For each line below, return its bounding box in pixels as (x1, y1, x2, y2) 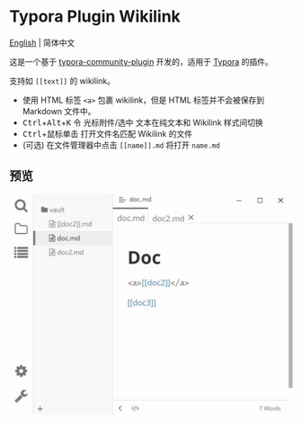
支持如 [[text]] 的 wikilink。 (9, 75, 115, 86)
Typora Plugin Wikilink (9, 6, 182, 27)
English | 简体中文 (9, 37, 75, 48)
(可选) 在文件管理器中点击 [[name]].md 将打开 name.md (22, 139, 220, 150)
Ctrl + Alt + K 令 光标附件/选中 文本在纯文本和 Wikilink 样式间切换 (22, 117, 263, 128)
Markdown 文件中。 (22, 105, 96, 116)
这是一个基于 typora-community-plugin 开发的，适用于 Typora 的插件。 (9, 56, 274, 67)
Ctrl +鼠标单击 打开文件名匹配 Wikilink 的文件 (22, 128, 193, 139)
